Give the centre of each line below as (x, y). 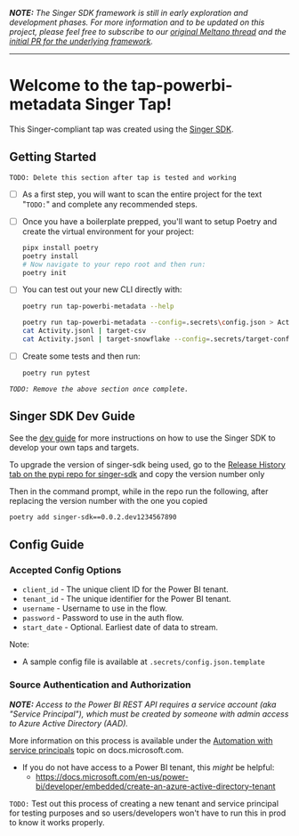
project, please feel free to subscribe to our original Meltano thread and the (148, 32)
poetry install (50, 256)
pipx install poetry (60, 248)
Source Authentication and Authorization (100, 685)
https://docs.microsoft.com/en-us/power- (112, 776)
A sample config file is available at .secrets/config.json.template (143, 661)
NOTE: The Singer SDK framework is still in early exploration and (129, 13)
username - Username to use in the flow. (94, 608)
